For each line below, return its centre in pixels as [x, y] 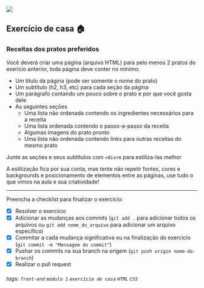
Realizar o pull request [43, 264]
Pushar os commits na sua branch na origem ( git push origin [93, 251]
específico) [29, 231]
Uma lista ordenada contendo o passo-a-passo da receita [96, 126]
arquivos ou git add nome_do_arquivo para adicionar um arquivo [95, 224]
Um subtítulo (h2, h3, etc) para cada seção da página [82, 87]
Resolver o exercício [40, 211]
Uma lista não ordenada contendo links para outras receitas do [103, 139]
